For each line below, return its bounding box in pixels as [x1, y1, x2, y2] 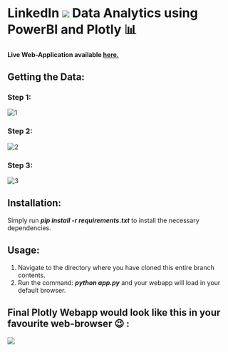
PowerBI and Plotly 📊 [7, 21, 138, 38]
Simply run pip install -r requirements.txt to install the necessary [7, 216, 199, 224]
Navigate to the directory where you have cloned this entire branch [17, 263, 215, 271]
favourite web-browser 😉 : [7, 318, 130, 330]
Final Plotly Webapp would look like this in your [7, 306, 221, 319]
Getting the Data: [7, 71, 85, 83]
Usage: [7, 244, 41, 257]
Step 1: [7, 93, 31, 103]
